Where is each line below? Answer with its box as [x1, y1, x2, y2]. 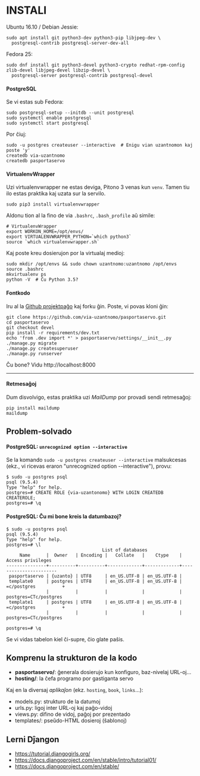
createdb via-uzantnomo [6, 153, 65, 159]
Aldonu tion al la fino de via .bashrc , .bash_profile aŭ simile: [6, 212, 155, 219]
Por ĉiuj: [6, 131, 27, 138]
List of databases [102, 547, 148, 553]
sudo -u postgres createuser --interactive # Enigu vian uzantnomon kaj [6, 142, 193, 148]
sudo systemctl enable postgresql [6, 115, 92, 121]
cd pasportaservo [6, 319, 49, 325]
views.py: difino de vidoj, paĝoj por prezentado [14, 710, 131, 718]
